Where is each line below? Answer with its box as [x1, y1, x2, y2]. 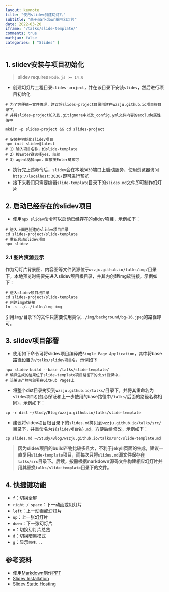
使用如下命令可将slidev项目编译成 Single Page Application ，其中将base [12, 351, 162, 357]
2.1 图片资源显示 [5, 254, 44, 261]
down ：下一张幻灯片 [12, 520, 53, 526]
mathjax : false [5, 36, 37, 41]
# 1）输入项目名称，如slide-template [5, 146, 78, 152]
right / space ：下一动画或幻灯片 [12, 502, 82, 508]
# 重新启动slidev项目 [5, 237, 46, 242]
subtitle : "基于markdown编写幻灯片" [5, 17, 77, 22]
